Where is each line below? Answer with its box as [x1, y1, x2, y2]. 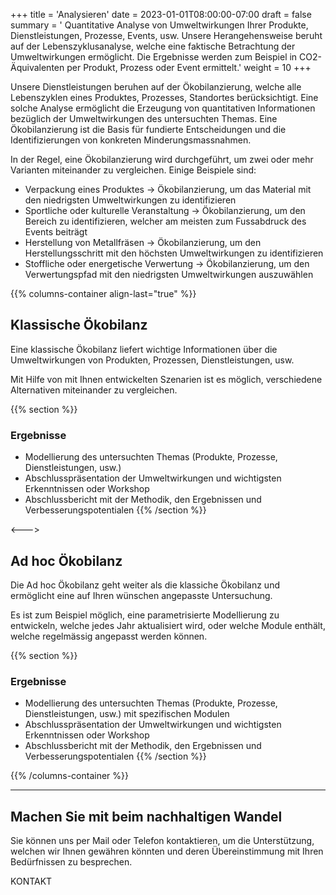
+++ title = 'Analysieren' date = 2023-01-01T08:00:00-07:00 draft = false [10, 9, 312, 20]
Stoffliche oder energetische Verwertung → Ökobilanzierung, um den [24, 258, 310, 269]
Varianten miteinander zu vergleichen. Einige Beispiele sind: [10, 164, 257, 176]
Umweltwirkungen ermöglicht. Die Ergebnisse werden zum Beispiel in [10, 51, 298, 63]
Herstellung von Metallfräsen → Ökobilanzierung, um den [24, 237, 262, 248]
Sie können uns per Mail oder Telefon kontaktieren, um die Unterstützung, [10, 835, 315, 847]
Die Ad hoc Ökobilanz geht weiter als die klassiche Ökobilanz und [10, 579, 280, 591]
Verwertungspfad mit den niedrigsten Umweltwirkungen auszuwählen [24, 269, 314, 280]
